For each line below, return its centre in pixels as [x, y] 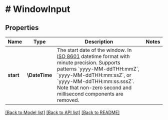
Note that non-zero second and [94, 87]
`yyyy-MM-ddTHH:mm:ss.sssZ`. [95, 81]
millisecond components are [90, 94]
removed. [68, 100]
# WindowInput [38, 9]
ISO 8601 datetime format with [93, 56]
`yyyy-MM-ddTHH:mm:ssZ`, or [94, 75]
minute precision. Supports [88, 62]
